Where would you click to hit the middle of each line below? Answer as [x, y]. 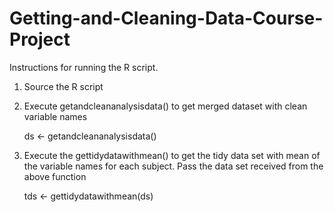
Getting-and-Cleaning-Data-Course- [166, 18]
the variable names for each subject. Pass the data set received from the [173, 166]
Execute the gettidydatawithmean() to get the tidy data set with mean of [172, 155]
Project [40, 39]
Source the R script [63, 86]
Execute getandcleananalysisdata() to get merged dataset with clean [165, 106]
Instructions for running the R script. [84, 67]
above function [55, 176]
